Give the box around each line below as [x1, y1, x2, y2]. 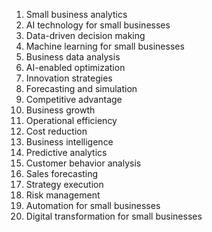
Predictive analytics [25, 147, 108, 158]
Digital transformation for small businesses [25, 210, 203, 222]
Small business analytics [25, 9, 128, 20]
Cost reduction [25, 125, 88, 137]
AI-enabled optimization [25, 62, 126, 73]
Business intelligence [25, 136, 114, 148]
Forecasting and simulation [25, 83, 138, 94]
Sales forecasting [25, 168, 99, 179]
